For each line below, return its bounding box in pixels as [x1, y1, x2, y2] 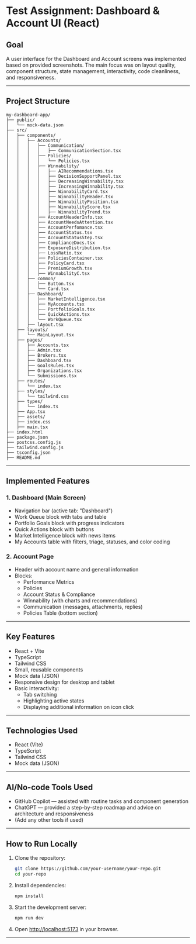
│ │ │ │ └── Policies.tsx [6, 158, 90, 164]
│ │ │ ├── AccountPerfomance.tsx [6, 224, 103, 230]
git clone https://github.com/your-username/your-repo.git [14, 866, 162, 872]
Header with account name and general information [14, 566, 139, 573]
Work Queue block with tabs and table [14, 513, 107, 520]
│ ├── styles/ [6, 388, 45, 394]
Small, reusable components [14, 666, 83, 673]
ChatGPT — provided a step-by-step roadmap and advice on [14, 804, 162, 811]
